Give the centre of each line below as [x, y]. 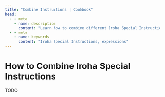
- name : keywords [32, 37]
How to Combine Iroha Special [68, 66]
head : [11, 14]
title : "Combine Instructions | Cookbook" [49, 10]
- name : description [35, 23]
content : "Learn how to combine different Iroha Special [78, 28]
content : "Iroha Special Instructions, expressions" [73, 42]
